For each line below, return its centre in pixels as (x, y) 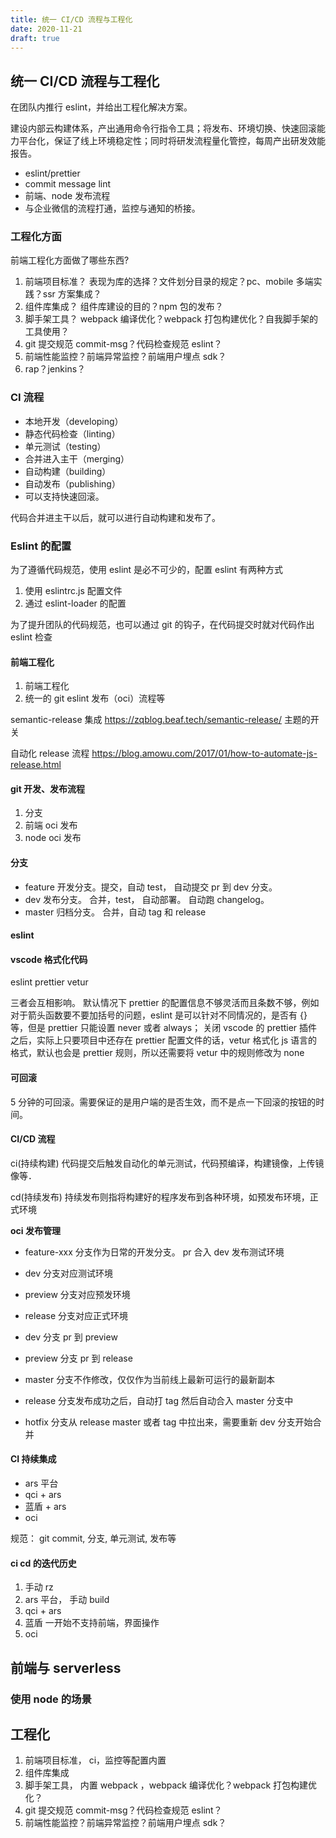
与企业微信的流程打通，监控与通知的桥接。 (112, 208)
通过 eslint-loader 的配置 (75, 603)
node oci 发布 (53, 838)
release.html (36, 765)
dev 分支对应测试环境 (69, 1273)
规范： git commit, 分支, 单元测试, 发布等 (93, 1538)
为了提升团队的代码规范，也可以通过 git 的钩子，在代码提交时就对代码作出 (162, 625)
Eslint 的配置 (41, 546)
